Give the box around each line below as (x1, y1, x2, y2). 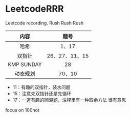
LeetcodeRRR (5, 3, 64, 15)
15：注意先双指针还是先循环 (12, 90, 72, 97)
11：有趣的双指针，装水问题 (12, 84, 71, 90)
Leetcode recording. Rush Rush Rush (5, 20, 83, 26)
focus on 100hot (5, 107, 39, 113)
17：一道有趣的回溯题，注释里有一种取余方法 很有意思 (12, 97, 126, 103)
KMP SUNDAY (8, 61, 42, 68)
